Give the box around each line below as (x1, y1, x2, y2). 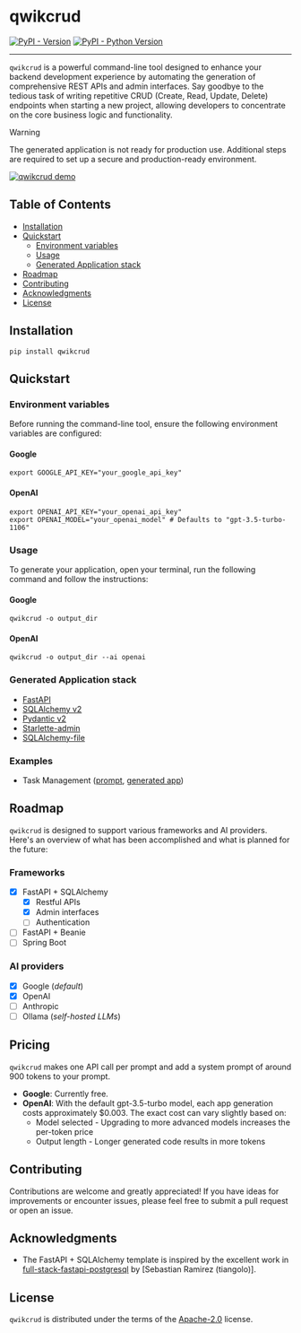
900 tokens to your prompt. (9, 1070, 110, 1082)
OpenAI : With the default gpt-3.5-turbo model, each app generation (21, 1097, 273, 1109)
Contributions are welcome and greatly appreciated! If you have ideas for (9, 1186, 279, 1197)
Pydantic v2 (21, 713, 67, 724)
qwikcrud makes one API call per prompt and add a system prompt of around (9, 1061, 292, 1072)
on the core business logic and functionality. (9, 109, 173, 120)
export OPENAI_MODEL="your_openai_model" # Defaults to (9, 515, 222, 524)
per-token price (35, 1126, 94, 1137)
